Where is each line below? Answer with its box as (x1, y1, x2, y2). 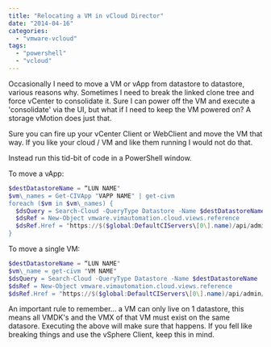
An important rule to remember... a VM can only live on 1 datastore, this (8, 304, 244, 314)
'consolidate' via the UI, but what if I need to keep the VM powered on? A (8, 104, 252, 114)
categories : (8, 27, 48, 35)
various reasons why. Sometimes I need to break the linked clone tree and (8, 87, 255, 97)
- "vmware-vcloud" (15, 34, 78, 43)
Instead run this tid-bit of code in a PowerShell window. (8, 153, 192, 162)
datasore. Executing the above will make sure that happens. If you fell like (8, 321, 252, 331)
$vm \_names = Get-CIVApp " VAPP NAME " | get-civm (8, 191, 175, 200)
